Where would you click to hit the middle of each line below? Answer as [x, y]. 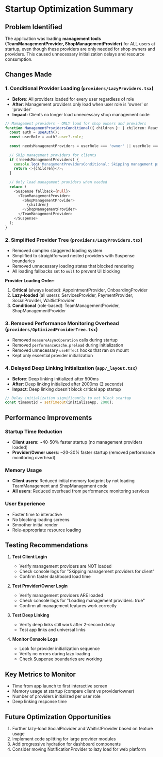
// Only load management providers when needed [58, 182]
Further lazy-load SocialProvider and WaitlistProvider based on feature [82, 729]
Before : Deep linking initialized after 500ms [55, 378]
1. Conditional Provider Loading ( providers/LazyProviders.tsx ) [79, 89]
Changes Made [28, 75]
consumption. [19, 59]
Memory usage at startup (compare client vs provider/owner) [73, 691]
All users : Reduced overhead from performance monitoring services [81, 491]
